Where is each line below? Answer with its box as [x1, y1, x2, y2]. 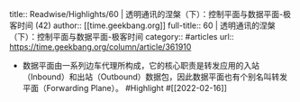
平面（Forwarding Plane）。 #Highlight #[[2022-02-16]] [22, 83, 228, 93]
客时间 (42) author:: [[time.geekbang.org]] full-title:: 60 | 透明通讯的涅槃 [9, 20, 277, 31]
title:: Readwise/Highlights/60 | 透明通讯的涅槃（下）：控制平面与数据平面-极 [9, 9, 291, 19]
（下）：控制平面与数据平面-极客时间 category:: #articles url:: [9, 32, 234, 42]
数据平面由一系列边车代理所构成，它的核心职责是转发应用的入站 [22, 60, 259, 70]
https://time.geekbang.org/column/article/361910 [9, 42, 192, 52]
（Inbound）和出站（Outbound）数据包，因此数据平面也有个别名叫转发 [22, 71, 288, 82]
